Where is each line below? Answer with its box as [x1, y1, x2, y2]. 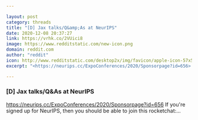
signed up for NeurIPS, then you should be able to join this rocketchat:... [6, 107, 181, 114]
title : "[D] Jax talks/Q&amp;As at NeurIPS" [6, 25, 117, 31]
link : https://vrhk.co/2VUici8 [6, 36, 83, 42]
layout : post [6, 14, 38, 19]
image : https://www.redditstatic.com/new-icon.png [6, 41, 133, 47]
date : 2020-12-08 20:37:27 [6, 30, 72, 36]
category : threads [6, 19, 51, 25]
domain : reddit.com [6, 46, 54, 53]
